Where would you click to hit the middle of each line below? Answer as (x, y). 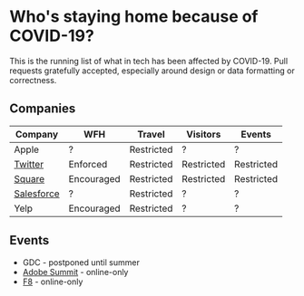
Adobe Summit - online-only (75, 272)
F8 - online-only (53, 282)
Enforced (88, 164)
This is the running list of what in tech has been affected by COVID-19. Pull (149, 61)
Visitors (203, 134)
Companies (43, 109)
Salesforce (37, 194)
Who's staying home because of (134, 17)
